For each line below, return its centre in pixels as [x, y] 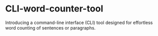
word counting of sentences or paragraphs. [50, 27]
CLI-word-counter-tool [54, 9]
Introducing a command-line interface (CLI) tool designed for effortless [79, 22]
